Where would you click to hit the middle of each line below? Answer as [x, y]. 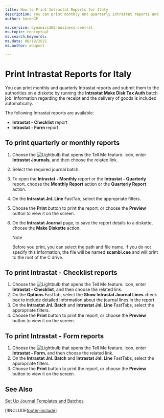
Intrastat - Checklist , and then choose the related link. [67, 289]
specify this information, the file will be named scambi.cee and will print [85, 252]
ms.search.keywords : [26, 37]
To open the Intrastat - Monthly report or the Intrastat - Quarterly [79, 178]
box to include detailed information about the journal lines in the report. [84, 300]
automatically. [19, 103]
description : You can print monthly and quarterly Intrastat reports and [82, 14]
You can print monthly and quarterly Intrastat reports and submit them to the [82, 88]
